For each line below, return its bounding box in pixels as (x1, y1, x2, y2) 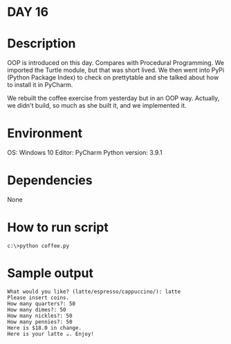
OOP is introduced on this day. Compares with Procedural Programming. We (7, 59, 225, 67)
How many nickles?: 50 (7, 312, 73, 319)
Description (7, 36, 76, 52)
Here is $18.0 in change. (7, 324, 82, 332)
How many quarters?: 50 (7, 300, 76, 307)
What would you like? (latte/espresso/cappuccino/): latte (7, 288, 181, 295)
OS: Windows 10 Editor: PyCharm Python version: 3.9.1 (7, 149, 163, 157)
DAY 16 (7, 4, 49, 20)
